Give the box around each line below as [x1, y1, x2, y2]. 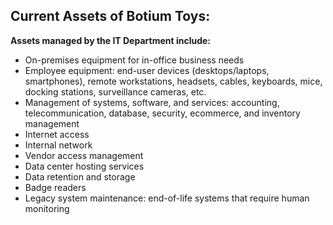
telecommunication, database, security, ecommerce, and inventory [24, 107, 301, 119]
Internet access [24, 128, 90, 140]
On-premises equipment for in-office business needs [24, 54, 245, 66]
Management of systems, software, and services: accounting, [24, 96, 280, 108]
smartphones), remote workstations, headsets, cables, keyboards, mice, [24, 75, 323, 87]
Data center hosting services [24, 160, 145, 172]
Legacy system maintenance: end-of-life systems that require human [24, 192, 310, 204]
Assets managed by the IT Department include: [10, 34, 212, 46]
